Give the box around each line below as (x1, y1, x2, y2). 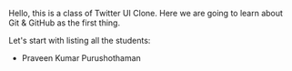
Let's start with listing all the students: (8, 35, 151, 46)
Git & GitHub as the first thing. (8, 17, 120, 28)
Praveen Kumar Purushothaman (21, 53, 142, 63)
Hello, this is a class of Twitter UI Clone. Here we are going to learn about (8, 8, 284, 18)
